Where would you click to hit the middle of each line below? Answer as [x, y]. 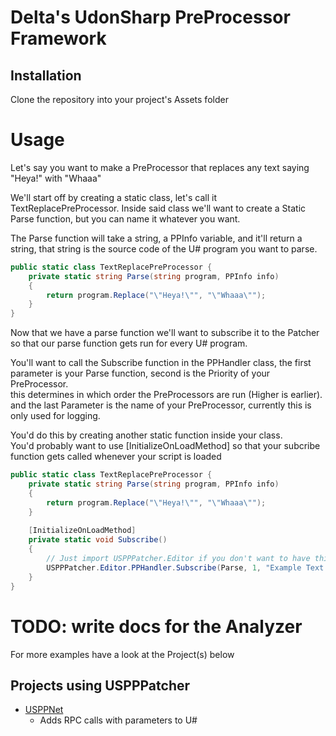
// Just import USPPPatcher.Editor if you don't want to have [178, 559]
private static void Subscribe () [98, 540]
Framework [58, 38]
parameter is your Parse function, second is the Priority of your [140, 373]
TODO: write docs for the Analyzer [156, 626]
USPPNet [44, 710]
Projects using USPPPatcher [100, 685]
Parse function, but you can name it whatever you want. [125, 218]
